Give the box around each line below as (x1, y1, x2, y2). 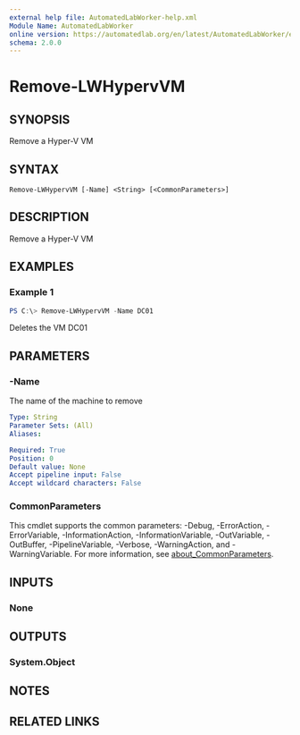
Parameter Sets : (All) (9, 421, 94, 430)
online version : (9, 30, 70, 38)
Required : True (9, 445, 66, 454)
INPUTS (9, 574, 54, 590)
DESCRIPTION (9, 209, 89, 224)
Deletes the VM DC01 (9, 323, 87, 334)
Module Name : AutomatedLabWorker (9, 21, 134, 30)
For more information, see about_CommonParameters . (74, 549, 274, 560)
